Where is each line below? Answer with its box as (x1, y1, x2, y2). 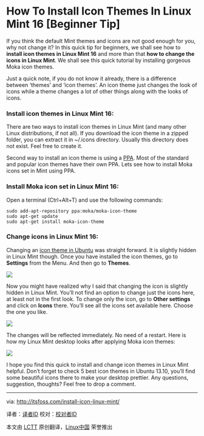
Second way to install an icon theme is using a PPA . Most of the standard (6, 154, 189, 162)
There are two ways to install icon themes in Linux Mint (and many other (6, 123, 187, 131)
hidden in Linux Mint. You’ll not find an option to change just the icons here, (6, 288, 195, 296)
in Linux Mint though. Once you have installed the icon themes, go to (6, 253, 178, 260)
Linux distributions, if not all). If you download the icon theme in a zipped (6, 129, 188, 137)
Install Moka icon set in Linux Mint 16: (6, 182, 120, 191)
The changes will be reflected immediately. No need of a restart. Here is (6, 331, 186, 338)
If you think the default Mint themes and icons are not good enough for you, (6, 37, 196, 44)
